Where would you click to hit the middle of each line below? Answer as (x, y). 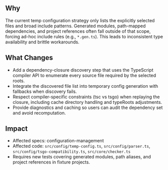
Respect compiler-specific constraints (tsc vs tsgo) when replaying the (86, 97)
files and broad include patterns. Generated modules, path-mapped (76, 26)
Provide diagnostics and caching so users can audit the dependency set (88, 107)
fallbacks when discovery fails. (45, 91)
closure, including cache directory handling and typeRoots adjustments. (87, 102)
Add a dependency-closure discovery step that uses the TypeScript (83, 70)
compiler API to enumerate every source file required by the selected (84, 75)
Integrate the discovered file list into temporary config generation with (85, 86)
